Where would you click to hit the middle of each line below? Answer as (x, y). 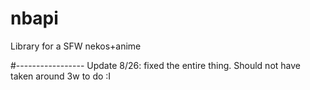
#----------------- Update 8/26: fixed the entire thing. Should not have (155, 65)
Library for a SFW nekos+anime (76, 46)
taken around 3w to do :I (61, 76)
